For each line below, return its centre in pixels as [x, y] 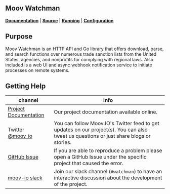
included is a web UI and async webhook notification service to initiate [79, 65]
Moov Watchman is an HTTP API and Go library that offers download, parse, [84, 49]
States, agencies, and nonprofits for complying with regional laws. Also [79, 59]
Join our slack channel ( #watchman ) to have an [108, 172]
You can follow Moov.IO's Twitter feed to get [107, 124]
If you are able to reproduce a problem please [108, 150]
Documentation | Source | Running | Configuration [59, 20]
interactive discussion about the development [108, 178]
